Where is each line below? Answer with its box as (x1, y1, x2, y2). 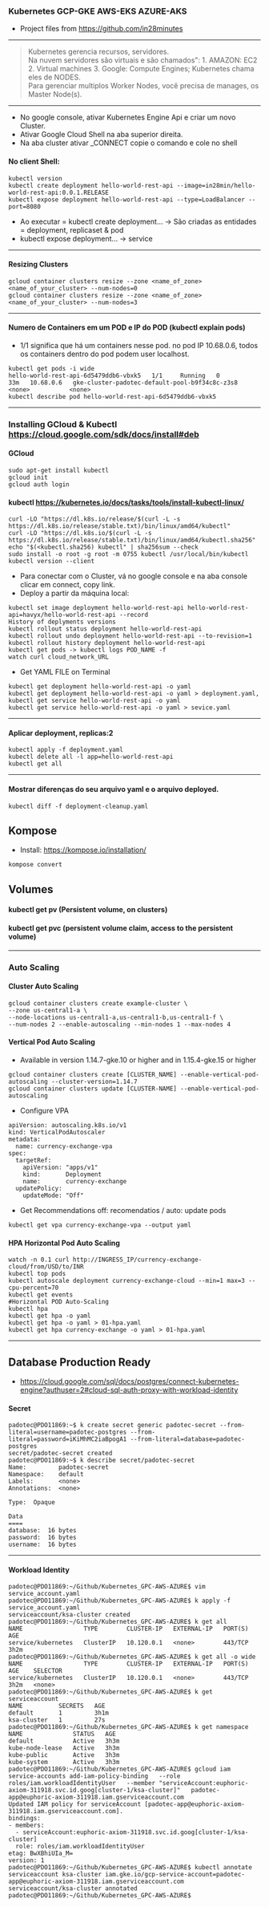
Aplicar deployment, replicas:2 (8, 728, 114, 737)
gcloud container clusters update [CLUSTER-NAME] (8, 1085, 178, 1093)
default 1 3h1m (8, 1709, 110, 1718)
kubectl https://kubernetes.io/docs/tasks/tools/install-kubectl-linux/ (8, 497, 244, 507)
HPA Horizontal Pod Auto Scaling (8, 1238, 120, 1248)
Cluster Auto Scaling (8, 981, 78, 992)
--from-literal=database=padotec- (130, 1435, 246, 1443)
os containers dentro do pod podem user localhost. (19, 349, 190, 359)
